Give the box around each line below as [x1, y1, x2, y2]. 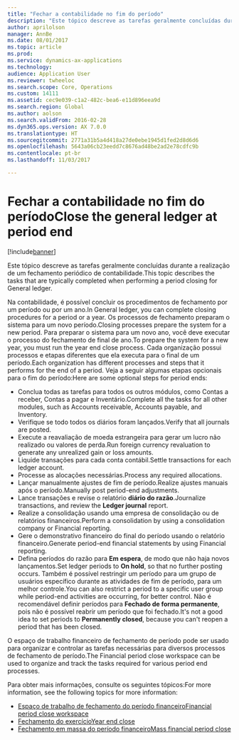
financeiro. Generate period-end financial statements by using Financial [17, 539, 226, 547]
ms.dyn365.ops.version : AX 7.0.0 [7, 123, 107, 131]
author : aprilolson [7, 24, 65, 31]
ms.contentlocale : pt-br [7, 150, 81, 157]
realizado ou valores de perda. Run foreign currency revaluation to [17, 440, 211, 449]
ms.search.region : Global [7, 103, 84, 111]
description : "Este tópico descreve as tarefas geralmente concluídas [7, 17, 221, 24]
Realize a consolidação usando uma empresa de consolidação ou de [17, 508, 219, 517]
